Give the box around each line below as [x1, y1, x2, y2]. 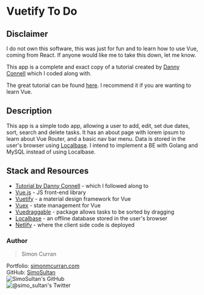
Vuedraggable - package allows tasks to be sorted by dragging [15, 208, 175, 215]
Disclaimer [6, 29, 48, 39]
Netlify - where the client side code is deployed [15, 221, 135, 228]
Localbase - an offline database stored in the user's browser [15, 214, 168, 222]
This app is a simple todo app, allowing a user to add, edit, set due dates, [6, 122, 191, 129]
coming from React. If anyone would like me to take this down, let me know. [6, 51, 197, 59]
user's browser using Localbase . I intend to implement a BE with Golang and [6, 141, 199, 149]
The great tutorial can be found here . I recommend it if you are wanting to [6, 81, 191, 89]
